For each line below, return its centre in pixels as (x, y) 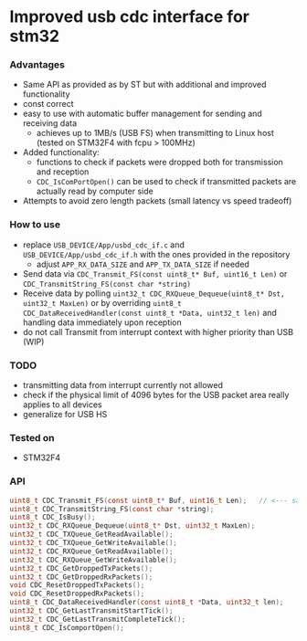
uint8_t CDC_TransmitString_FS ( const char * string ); (112, 509)
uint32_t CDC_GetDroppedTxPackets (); (81, 568)
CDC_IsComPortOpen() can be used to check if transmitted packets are (166, 182)
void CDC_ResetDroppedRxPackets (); (77, 594)
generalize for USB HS (65, 415)
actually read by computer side (95, 191)
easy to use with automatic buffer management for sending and (142, 114)
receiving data (50, 123)
